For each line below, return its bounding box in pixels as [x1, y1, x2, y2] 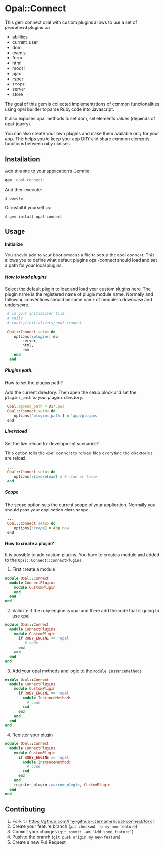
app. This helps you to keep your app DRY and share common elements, [5, 136, 151, 142]
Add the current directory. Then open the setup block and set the [5, 389, 137, 395]
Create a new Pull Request [12, 839, 66, 845]
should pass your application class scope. [5, 507, 90, 512]
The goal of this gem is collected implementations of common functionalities [5, 101, 160, 107]
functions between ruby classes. [5, 141, 71, 146]
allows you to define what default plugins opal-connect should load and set [5, 257, 157, 263]
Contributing [5, 805, 45, 814]
